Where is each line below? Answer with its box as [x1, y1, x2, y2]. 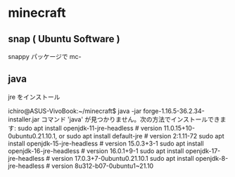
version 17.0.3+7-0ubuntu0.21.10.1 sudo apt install [51, 154, 194, 162]
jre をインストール [8, 93, 61, 101]
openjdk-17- [185, 146, 221, 155]
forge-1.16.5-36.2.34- [143, 107, 205, 115]
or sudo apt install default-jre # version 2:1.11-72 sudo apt [58, 131, 224, 140]
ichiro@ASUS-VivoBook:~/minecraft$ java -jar [8, 107, 142, 115]
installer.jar [8, 114, 40, 124]
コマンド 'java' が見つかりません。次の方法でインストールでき [41, 114, 220, 124]
